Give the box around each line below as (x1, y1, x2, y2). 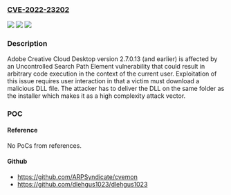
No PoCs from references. (7, 141, 82, 150)
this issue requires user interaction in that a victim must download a (7, 76, 200, 85)
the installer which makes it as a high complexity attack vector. (7, 92, 186, 100)
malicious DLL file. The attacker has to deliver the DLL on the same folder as (7, 84, 225, 92)
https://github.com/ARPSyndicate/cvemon (17, 172, 138, 181)
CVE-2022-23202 (7, 5, 70, 15)
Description (7, 39, 48, 49)
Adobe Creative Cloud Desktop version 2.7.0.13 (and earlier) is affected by (7, 54, 218, 63)
